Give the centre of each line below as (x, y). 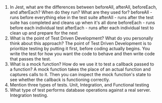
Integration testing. (29, 95)
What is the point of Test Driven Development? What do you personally (81, 38)
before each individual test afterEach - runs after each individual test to (82, 28)
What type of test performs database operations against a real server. (80, 90)
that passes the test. (30, 59)
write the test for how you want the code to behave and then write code (82, 54)
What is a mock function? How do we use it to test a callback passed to (82, 64)
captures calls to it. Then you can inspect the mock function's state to (80, 74)
